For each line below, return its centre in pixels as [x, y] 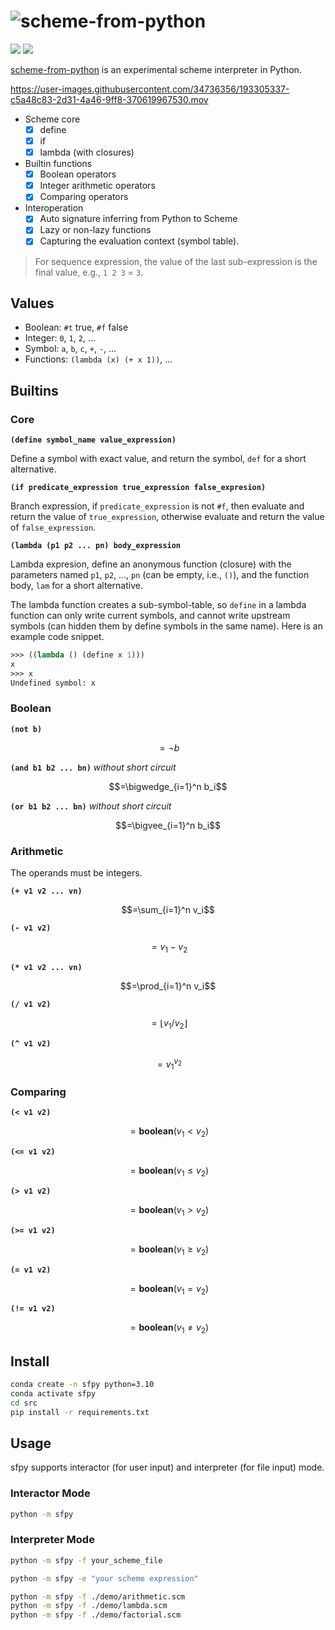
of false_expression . [53, 527]
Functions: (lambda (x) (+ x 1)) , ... [98, 359]
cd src [24, 1403]
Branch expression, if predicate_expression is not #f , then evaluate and [157, 506]
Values [32, 303]
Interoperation [54, 208]
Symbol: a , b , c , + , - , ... [70, 349]
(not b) [26, 729]
